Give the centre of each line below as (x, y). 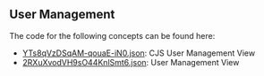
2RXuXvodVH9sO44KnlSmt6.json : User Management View (131, 62)
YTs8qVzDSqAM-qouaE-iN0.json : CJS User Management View (139, 53)
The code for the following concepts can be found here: (112, 35)
